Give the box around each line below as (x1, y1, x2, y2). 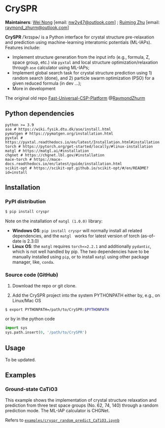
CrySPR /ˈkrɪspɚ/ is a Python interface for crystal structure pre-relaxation (5, 34, 154, 40)
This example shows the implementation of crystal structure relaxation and (5, 397, 157, 403)
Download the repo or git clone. (12, 283, 77, 288)
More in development (12, 85, 56, 91)
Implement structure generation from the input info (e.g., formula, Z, (12, 54, 150, 60)
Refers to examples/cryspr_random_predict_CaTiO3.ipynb (5, 417, 120, 423)
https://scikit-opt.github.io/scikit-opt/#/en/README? (33, 166, 149, 171)
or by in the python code (5, 316, 55, 322)
